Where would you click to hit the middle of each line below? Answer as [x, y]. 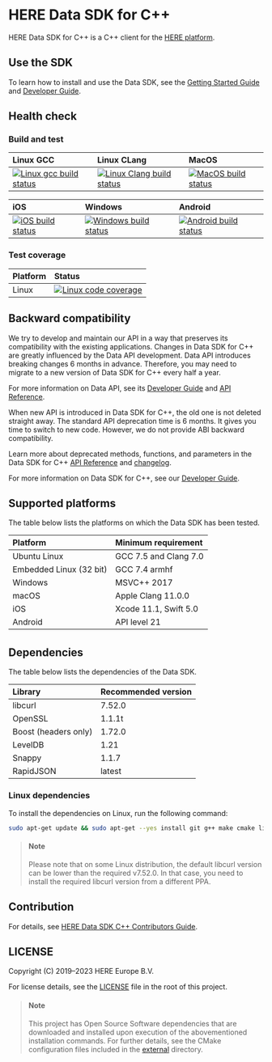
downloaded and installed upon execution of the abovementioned [138, 1032]
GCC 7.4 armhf [144, 569]
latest [110, 772]
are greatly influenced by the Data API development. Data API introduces [130, 355]
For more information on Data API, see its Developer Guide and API [120, 388]
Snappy [27, 758]
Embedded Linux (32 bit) [60, 569]
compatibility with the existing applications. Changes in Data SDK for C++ [131, 346]
